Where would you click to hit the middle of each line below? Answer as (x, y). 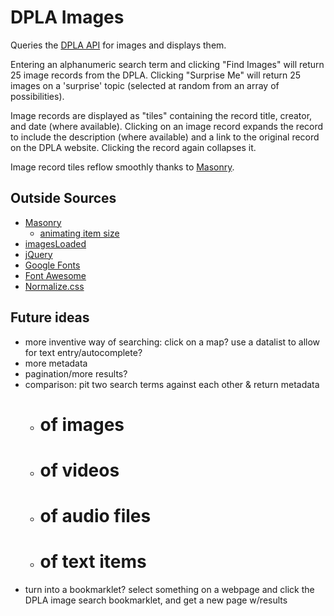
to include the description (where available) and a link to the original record (165, 137)
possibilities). (37, 96)
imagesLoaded (55, 243)
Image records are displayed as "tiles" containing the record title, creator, (161, 115)
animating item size (79, 233)
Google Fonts (52, 265)
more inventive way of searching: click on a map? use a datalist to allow (172, 342)
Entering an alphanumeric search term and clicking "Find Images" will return (167, 64)
